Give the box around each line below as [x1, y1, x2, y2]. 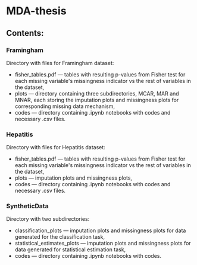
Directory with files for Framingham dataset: [6, 59, 114, 66]
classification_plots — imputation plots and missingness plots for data [14, 227, 186, 234]
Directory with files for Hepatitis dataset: [6, 144, 105, 151]
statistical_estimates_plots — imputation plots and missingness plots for [14, 240, 192, 247]
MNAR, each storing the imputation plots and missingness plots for [14, 96, 179, 103]
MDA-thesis [6, 4, 67, 18]
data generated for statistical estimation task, [14, 246, 126, 253]
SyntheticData [6, 202, 49, 210]
